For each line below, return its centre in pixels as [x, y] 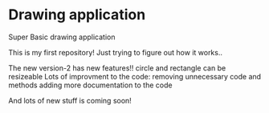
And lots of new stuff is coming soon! [70, 100]
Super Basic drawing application [62, 37]
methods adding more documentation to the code [90, 85]
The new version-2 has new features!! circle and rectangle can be [117, 68]
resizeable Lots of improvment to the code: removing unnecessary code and [135, 76]
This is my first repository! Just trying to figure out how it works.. [116, 52]
